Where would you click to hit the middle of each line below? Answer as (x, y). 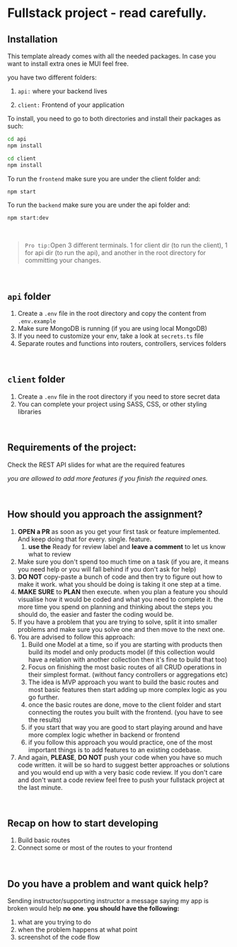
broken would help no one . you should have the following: (93, 909)
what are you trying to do (54, 922)
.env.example (37, 322)
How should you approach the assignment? (105, 515)
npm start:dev (28, 218)
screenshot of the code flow (59, 937)
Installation (33, 39)
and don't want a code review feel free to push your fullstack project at (121, 780)
